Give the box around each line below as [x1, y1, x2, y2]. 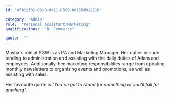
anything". [5, 87, 27, 93]
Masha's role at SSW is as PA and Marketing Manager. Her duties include [5, 50, 160, 56]
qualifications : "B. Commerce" [5, 26, 74, 31]
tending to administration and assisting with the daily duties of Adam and [5, 55, 159, 62]
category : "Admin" [5, 16, 45, 22]
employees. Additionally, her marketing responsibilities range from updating [5, 61, 165, 67]
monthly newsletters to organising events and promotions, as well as [5, 66, 150, 72]
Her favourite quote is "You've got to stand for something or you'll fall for [5, 82, 160, 88]
